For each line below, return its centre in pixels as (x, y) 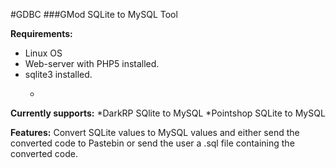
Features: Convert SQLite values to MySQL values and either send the (155, 132)
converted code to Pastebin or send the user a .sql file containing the (152, 143)
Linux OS (43, 53)
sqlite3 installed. (58, 74)
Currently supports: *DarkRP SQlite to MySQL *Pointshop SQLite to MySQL (168, 113)
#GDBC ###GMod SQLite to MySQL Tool (94, 14)
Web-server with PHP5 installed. (92, 63)
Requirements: (41, 33)
